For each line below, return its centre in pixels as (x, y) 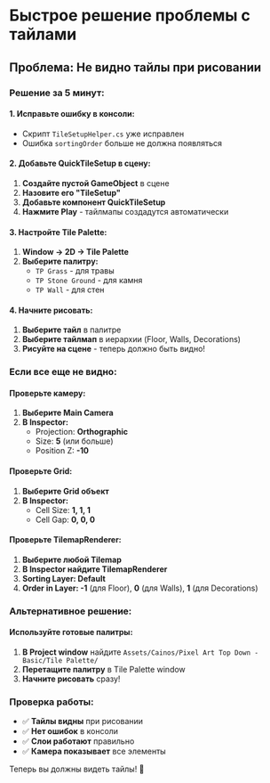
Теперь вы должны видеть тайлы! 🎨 (77, 769)
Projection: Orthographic (82, 432)
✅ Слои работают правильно (78, 741)
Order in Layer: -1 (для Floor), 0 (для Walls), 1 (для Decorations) (140, 588)
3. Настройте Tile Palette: (58, 232)
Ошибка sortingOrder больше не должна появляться (122, 143)
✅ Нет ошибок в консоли (70, 731)
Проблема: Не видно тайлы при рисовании (135, 67)
